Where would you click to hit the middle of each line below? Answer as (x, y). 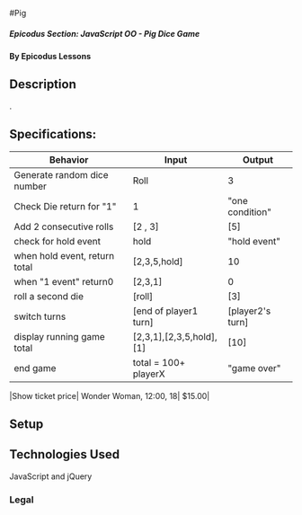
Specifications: (53, 134)
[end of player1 (165, 311)
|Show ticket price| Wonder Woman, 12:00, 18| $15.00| (110, 395)
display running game (59, 336)
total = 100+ (159, 362)
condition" (250, 212)
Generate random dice (62, 174)
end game (35, 368)
